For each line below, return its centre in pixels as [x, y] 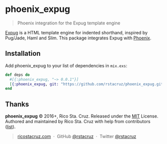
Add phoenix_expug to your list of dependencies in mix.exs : [66, 65]
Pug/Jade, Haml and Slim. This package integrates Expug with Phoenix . [78, 38]
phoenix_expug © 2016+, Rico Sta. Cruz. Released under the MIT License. [82, 116]
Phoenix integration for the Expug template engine [69, 23]
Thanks [17, 104]
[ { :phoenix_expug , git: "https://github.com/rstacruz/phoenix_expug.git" [87, 84]
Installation [23, 54]
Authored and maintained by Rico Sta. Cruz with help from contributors [78, 122]
